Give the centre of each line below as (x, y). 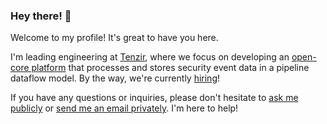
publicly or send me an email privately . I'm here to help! (124, 108)
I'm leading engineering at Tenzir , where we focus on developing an (150, 57)
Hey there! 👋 (41, 16)
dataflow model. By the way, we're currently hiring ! (115, 78)
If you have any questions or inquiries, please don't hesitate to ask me (154, 98)
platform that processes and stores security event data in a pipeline (170, 68)
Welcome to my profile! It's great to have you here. (114, 38)
